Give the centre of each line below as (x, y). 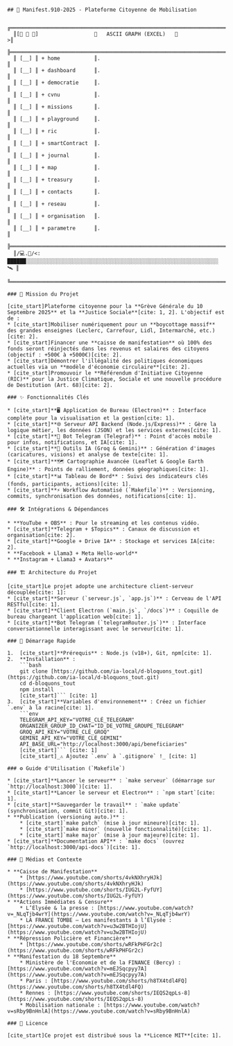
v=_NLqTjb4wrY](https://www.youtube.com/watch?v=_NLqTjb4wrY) (99, 914)
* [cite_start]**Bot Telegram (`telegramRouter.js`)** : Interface (107, 623)
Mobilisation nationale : (63, 1005)
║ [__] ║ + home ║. (57, 58)
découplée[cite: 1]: (37, 592)
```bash (31, 665)
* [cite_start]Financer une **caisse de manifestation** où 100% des (110, 343)
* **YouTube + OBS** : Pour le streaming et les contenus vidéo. (103, 523)
